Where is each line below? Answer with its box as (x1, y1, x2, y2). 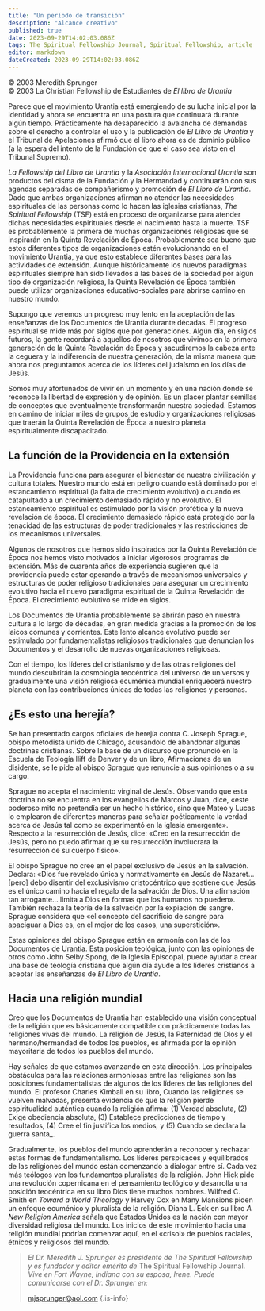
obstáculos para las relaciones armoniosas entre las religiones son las (8, 1071, 237, 1080)
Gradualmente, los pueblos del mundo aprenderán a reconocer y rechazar (8, 1144, 250, 1155)
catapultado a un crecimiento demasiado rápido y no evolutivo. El (8, 495, 221, 505)
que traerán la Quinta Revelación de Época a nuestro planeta (8, 417, 206, 427)
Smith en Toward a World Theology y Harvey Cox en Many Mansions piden (8, 1195, 253, 1205)
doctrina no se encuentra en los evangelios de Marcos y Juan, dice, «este (8, 794, 249, 804)
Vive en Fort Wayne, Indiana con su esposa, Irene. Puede (27, 1270, 215, 1279)
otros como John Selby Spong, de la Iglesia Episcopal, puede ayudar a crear (8, 952, 257, 961)
